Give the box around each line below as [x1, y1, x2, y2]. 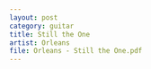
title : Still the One [9, 30, 91, 39]
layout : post [9, 13, 58, 22]
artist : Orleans [9, 38, 70, 47]
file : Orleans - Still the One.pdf [9, 47, 143, 56]
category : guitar [9, 22, 75, 30]
